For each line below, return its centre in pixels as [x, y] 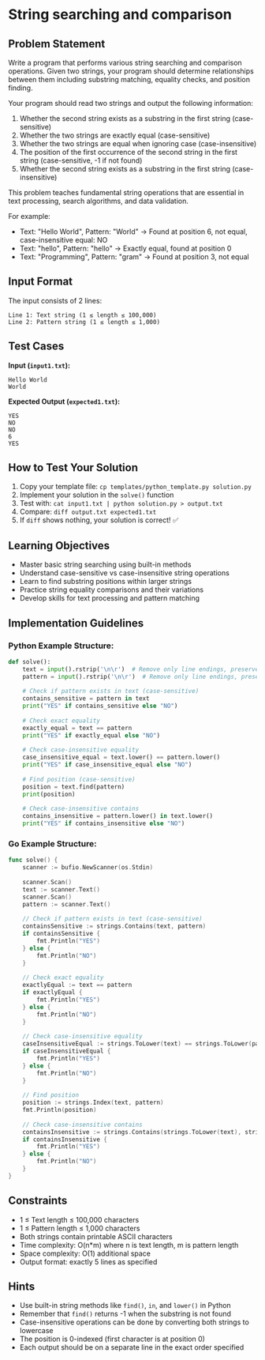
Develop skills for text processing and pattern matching [109, 598]
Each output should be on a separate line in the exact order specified [132, 1347]
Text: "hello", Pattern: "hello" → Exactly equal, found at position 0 [125, 248]
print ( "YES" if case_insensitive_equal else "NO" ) [107, 765]
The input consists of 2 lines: [55, 300]
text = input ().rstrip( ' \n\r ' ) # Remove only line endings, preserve [141, 669]
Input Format [41, 282]
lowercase [36, 1331]
